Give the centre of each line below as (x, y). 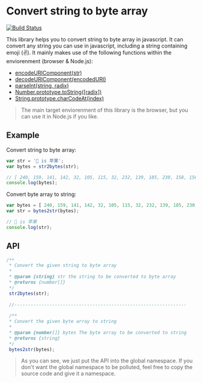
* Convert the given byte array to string (63, 322)
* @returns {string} (35, 338)
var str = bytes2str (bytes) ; (43, 211)
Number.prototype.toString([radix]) (58, 92)
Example (23, 136)
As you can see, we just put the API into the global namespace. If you (107, 361)
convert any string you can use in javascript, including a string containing (97, 46)
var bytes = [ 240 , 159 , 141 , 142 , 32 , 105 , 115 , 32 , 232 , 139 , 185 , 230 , (102, 206)
